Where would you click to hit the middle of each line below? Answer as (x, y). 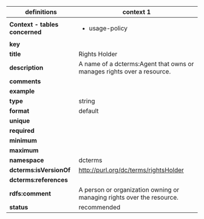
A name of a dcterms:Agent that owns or (136, 64)
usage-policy (108, 28)
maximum (24, 150)
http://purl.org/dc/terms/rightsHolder (131, 170)
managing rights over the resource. (129, 197)
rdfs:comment (30, 194)
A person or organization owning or (129, 190)
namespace (27, 160)
